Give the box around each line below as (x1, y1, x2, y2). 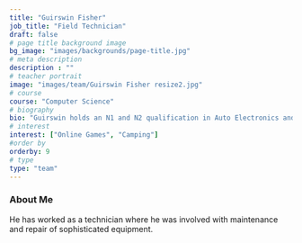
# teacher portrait (9, 72, 83, 81)
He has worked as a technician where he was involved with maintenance (9, 213, 279, 225)
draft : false (9, 30, 58, 39)
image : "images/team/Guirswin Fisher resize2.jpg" (9, 80, 203, 89)
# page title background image (9, 38, 127, 48)
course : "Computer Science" (9, 96, 115, 106)
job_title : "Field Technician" (9, 22, 127, 31)
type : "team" (9, 164, 58, 173)
